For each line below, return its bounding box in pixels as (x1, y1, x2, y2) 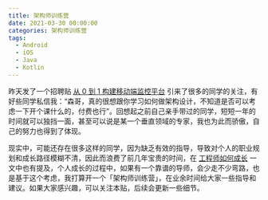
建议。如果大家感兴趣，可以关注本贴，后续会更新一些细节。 (8, 182, 204, 192)
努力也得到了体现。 (22, 126, 85, 135)
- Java (15, 57, 37, 65)
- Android (15, 41, 48, 49)
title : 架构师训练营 (8, 11, 69, 20)
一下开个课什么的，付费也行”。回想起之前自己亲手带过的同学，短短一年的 (14, 106, 257, 116)
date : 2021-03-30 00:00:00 (8, 19, 98, 27)
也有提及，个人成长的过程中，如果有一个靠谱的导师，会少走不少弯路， (22, 163, 253, 172)
